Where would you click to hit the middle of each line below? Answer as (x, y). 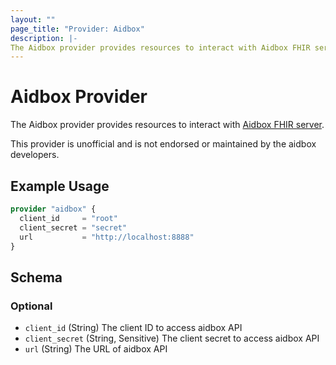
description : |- (44, 38)
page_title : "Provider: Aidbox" (77, 29)
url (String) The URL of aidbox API (96, 349)
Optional (31, 306)
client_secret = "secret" (73, 227)
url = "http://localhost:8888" (107, 237)
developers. (35, 155)
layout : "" (33, 19)
